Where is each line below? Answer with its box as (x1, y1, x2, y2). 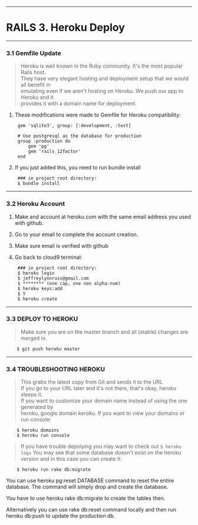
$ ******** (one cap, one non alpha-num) (17, 280, 121, 286)
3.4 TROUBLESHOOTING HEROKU (6, 365, 105, 373)
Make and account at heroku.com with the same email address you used (14, 213, 192, 220)
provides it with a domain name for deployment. (20, 100, 137, 107)
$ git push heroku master (16, 345, 81, 352)
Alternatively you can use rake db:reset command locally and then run (6, 506, 177, 513)
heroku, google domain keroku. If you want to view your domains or (20, 410, 185, 417)
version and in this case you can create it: (20, 456, 122, 463)
